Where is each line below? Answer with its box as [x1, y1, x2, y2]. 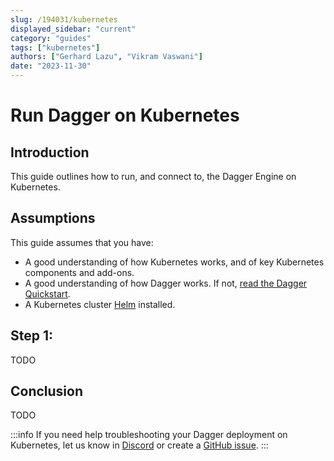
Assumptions [10, 210, 96, 227]
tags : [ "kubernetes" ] [10, 42, 101, 53]
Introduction [10, 144, 90, 161]
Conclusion [10, 383, 84, 400]
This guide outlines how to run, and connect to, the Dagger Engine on [10, 171, 297, 182]
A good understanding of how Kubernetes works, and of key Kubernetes [24, 256, 325, 268]
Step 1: [10, 327, 54, 345]
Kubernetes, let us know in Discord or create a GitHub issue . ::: [10, 439, 269, 451]
